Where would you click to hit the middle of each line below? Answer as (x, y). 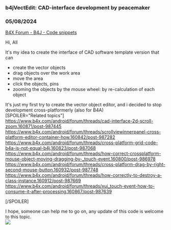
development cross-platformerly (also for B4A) (54, 110)
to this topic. (18, 217)
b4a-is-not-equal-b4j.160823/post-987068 (51, 148)
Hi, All (11, 42)
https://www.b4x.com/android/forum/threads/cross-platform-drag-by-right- (86, 165)
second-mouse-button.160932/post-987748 (52, 170)
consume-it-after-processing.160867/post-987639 (59, 192)
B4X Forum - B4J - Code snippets (41, 33)
